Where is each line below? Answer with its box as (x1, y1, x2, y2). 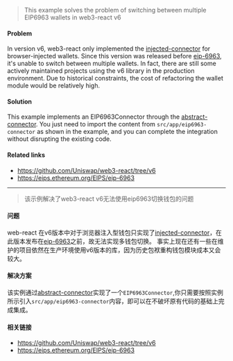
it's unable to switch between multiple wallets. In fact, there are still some (7, 59, 216, 68)
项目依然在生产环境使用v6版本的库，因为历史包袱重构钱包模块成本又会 (19, 246, 221, 254)
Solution (7, 97, 33, 106)
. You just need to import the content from (35, 120, 156, 128)
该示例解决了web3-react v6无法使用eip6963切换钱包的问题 (24, 194, 194, 203)
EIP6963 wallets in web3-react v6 (24, 13, 121, 22)
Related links (7, 151, 46, 159)
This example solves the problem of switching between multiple (24, 6, 207, 14)
